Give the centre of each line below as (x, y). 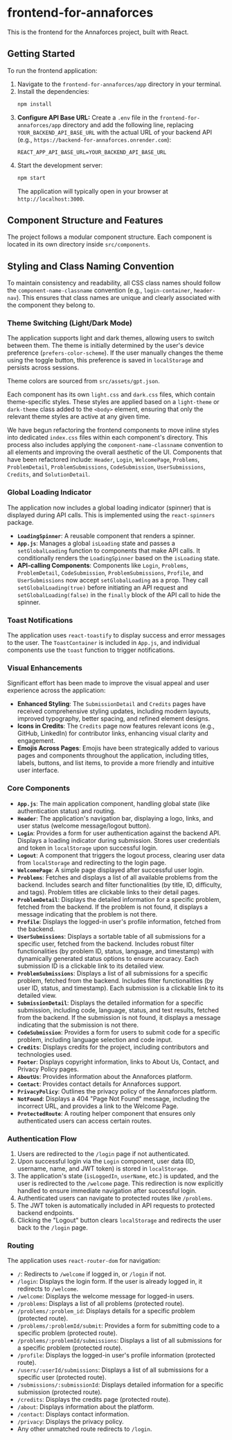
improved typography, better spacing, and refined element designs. (114, 719)
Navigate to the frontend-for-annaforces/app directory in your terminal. (119, 84)
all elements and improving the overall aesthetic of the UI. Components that (115, 452)
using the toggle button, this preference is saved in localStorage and (105, 360)
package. (20, 522)
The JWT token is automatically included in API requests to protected (116, 1205)
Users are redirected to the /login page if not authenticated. (104, 1153)
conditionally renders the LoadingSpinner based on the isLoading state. (118, 558)
